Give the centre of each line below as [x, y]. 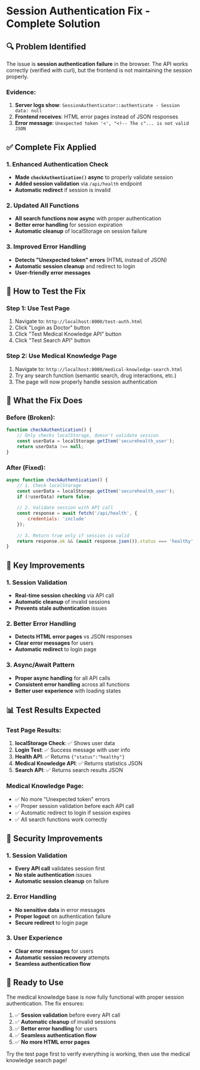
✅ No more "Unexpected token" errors [62, 799]
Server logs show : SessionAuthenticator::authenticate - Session [97, 105]
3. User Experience [34, 938]
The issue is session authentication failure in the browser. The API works [97, 64]
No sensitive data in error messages [60, 910]
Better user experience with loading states [68, 691]
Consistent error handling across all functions [72, 684]
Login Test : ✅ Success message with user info [72, 750]
